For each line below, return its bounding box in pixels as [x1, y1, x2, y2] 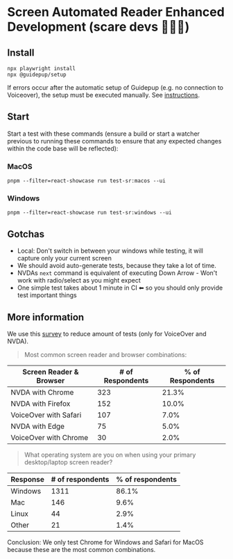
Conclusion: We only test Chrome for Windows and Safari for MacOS [7, 538, 204, 546]
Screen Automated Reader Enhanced [7, 4, 225, 20]
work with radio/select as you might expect [17, 276, 141, 285]
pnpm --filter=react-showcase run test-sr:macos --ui [7, 178, 166, 184]
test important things [17, 291, 78, 299]
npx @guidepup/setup [7, 71, 67, 78]
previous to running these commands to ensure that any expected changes [7, 136, 222, 145]
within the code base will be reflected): [7, 144, 119, 152]
